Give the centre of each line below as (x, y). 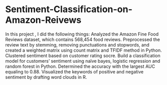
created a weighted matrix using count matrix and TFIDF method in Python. (83, 50)
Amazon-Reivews (44, 20)
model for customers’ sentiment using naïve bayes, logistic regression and (83, 61)
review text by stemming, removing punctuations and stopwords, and (77, 45)
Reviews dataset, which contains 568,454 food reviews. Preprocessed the (83, 39)
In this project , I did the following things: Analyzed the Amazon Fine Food (82, 34)
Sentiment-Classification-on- (69, 9)
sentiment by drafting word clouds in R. (46, 77)
